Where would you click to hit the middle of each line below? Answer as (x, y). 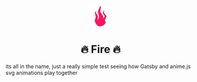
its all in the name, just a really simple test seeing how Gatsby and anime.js (98, 66)
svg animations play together (42, 72)
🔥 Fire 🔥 (101, 49)
